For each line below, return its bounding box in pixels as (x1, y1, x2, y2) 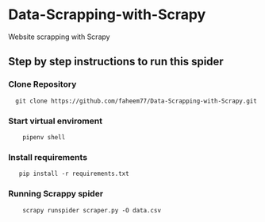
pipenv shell (22, 133, 66, 141)
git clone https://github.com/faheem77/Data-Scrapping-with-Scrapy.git (15, 97, 258, 105)
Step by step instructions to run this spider (8, 55, 224, 68)
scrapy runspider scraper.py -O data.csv (22, 206, 161, 214)
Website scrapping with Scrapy (8, 32, 110, 41)
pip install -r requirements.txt (18, 169, 129, 178)
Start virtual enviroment (8, 115, 103, 127)
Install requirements (8, 151, 88, 162)
